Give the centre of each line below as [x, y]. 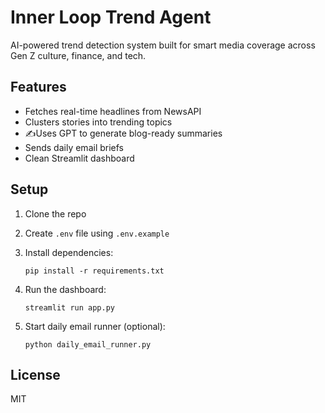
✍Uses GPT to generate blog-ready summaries [123, 133]
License [35, 374]
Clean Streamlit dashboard [79, 158]
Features [38, 87]
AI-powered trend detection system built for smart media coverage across [163, 45]
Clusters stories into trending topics [98, 122]
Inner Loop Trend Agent [111, 17]
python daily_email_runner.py [88, 344]
